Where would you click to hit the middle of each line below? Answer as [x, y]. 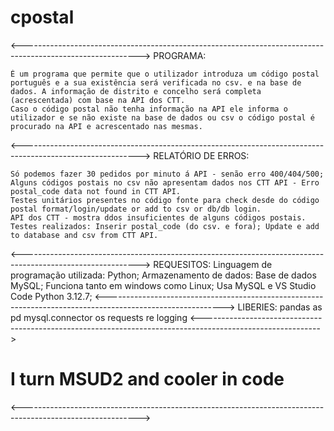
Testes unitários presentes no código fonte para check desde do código [165, 200]
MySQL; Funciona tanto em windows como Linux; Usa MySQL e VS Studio [163, 285]
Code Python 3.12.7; [51, 296]
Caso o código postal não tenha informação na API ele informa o [149, 109]
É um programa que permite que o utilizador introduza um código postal [165, 74]
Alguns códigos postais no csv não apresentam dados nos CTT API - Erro [165, 182]
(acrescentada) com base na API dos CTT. [98, 100]
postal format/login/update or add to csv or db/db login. [136, 209]
